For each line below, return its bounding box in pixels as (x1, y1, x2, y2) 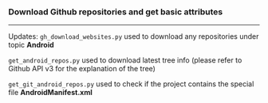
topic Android (8, 40, 54, 50)
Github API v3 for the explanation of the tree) (8, 64, 156, 74)
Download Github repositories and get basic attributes (8, 6, 223, 17)
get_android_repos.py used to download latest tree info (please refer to (8, 55, 242, 65)
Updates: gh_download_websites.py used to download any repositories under (8, 32, 259, 41)
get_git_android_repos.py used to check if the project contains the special (8, 79, 254, 89)
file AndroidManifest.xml (8, 88, 93, 97)
